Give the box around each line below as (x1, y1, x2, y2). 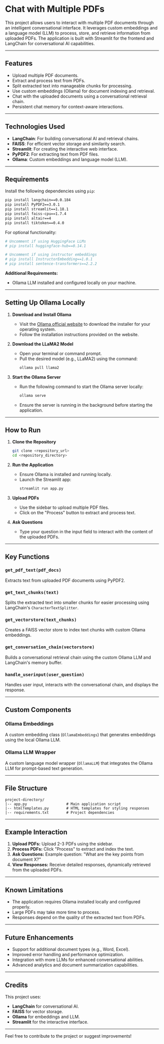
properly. (12, 904, 31, 910)
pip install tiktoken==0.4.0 (5, 220, 64, 225)
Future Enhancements (5, 933, 74, 941)
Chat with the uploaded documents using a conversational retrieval (12, 93, 147, 99)
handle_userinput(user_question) (5, 672, 84, 678)
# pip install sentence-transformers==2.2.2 (5, 261, 97, 266)
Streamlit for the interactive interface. (12, 1019, 89, 1025)
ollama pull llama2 (19, 365, 60, 370)
